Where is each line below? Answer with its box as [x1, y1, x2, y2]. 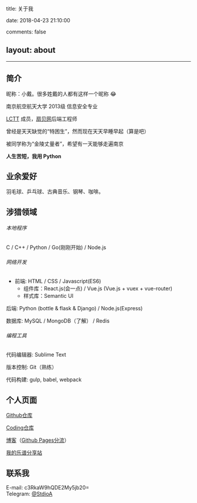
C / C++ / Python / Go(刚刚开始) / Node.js [6, 244, 107, 251]
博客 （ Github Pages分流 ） [6, 437, 70, 444]
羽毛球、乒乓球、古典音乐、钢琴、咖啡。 [6, 188, 104, 195]
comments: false [6, 28, 46, 35]
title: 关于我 [6, 5, 34, 12]
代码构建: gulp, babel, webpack [6, 376, 82, 383]
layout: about [6, 45, 56, 55]
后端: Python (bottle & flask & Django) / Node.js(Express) [6, 305, 143, 312]
